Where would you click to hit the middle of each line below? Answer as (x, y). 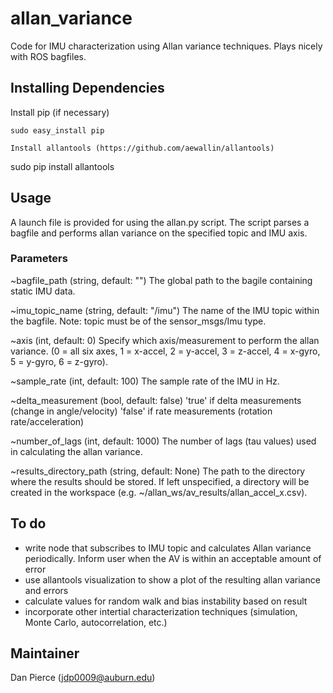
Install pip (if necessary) (60, 112)
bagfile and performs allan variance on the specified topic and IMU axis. (159, 233)
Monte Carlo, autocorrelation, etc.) (96, 622)
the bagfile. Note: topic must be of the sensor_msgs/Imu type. (138, 321)
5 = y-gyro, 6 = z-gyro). (59, 361)
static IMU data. (43, 291)
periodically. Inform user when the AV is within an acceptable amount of (173, 558)
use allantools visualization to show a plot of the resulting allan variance (172, 579)
